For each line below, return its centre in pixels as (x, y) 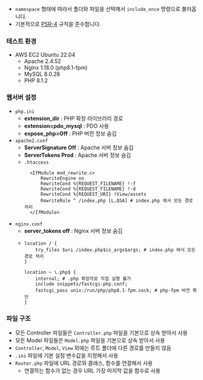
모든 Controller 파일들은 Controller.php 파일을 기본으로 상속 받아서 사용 (101, 333)
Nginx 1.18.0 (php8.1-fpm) (56, 68)
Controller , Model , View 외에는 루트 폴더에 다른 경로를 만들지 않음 (93, 348)
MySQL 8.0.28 (42, 74)
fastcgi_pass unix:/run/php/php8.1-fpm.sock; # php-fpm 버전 (113, 290)
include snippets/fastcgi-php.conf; (82, 284)
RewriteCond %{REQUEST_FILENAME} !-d (88, 189)
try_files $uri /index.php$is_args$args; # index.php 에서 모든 (115, 250)
